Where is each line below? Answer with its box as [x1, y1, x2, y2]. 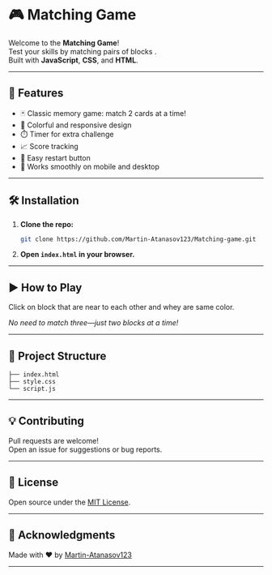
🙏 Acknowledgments [8, 528, 116, 543]
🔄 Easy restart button [19, 152, 91, 162]
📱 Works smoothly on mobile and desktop [19, 161, 160, 171]
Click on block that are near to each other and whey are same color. [8, 303, 235, 312]
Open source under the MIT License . [8, 497, 131, 507]
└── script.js [8, 385, 57, 393]
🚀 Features [8, 86, 64, 101]
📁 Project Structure [8, 349, 107, 363]
